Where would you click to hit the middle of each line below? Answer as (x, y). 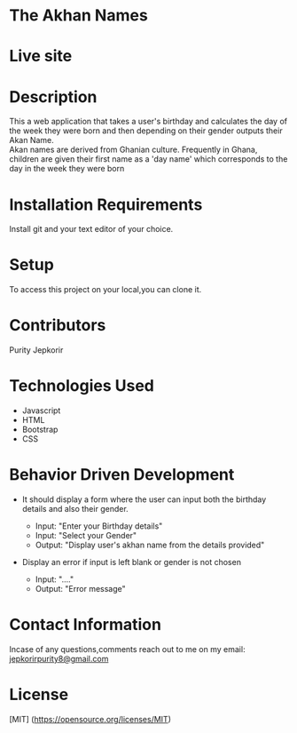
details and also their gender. (75, 509)
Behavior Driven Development (122, 475)
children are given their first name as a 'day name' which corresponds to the (148, 159)
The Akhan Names (78, 16)
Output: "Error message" (80, 589)
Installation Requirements (106, 204)
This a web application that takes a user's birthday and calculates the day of (148, 122)
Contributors (58, 326)
